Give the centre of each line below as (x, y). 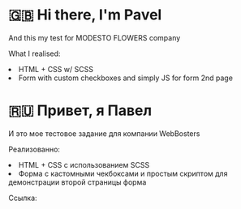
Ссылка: (23, 198)
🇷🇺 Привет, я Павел (80, 111)
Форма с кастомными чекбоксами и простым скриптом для (123, 173)
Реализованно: (34, 149)
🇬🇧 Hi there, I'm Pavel (85, 15)
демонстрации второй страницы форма (77, 182)
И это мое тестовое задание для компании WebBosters (104, 133)
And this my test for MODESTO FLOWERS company (95, 37)
